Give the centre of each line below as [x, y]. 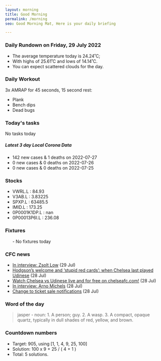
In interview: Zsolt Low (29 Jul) [44, 265]
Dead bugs [23, 110]
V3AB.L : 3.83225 [30, 197]
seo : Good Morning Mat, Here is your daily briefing [60, 23]
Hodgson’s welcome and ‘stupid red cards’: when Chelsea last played [83, 270]
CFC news [18, 254]
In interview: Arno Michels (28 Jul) [47, 286]
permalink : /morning [26, 19]
